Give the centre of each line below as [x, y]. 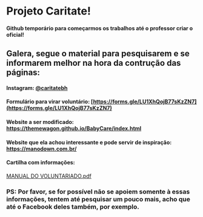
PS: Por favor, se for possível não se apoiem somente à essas [98, 192]
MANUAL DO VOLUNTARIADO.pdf [49, 176]
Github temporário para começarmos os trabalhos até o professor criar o [100, 28]
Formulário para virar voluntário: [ [50, 102]
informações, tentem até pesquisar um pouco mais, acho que [98, 199]
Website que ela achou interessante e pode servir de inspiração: [89, 142]
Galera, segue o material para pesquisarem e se [98, 53]
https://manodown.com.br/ [42, 149]
